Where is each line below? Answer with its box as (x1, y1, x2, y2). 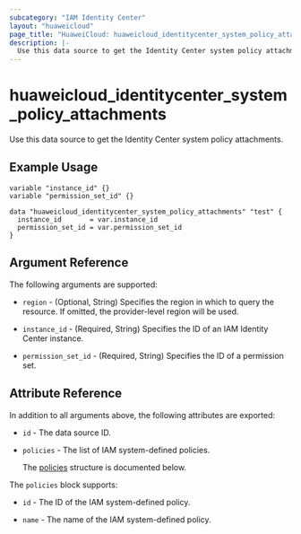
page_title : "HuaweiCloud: (9, 30, 110, 39)
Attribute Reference (9, 386, 123, 401)
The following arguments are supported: (9, 279, 159, 290)
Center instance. (21, 333, 84, 344)
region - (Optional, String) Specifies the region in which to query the (21, 296, 275, 307)
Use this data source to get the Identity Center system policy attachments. (9, 134, 284, 144)
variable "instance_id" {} (9, 183, 110, 193)
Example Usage (9, 160, 99, 175)
